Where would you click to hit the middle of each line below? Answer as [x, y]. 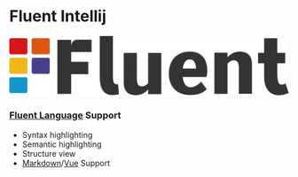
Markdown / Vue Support [66, 163]
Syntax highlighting [57, 135]
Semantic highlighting [62, 144]
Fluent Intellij [58, 16]
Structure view [49, 153]
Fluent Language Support [65, 115]
